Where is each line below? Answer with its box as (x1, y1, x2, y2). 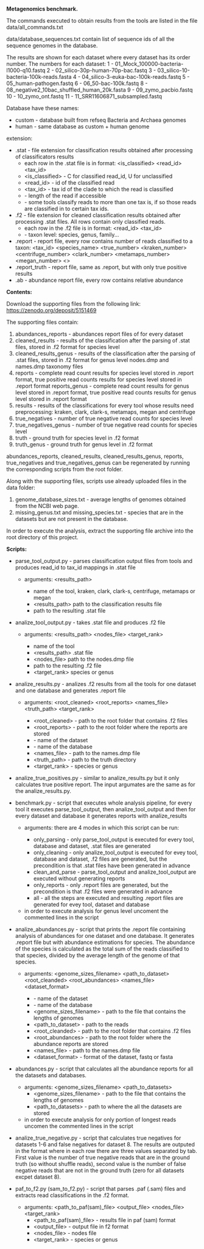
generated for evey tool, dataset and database (33, 901, 150, 908)
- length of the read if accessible (24, 192, 107, 199)
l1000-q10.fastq (6, 67, 46, 74)
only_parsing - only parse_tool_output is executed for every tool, (33, 836, 195, 843)
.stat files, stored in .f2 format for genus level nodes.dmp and (15, 356, 169, 363)
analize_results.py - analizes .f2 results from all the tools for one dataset (15, 680, 197, 687)
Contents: (6, 289, 32, 295)
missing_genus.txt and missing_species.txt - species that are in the (15, 509, 184, 516)
